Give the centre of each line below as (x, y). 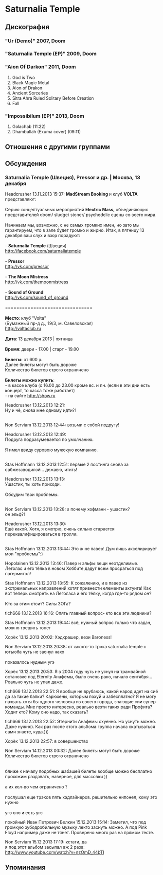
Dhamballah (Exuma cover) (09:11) (46, 132)
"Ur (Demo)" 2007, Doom (35, 41)
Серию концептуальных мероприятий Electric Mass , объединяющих (77, 210)
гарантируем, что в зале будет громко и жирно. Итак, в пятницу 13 (75, 230)
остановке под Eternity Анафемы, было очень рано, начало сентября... (79, 677)
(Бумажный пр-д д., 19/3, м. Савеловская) (49, 323)
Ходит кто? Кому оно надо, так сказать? (47, 712)
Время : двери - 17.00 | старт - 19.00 (42, 349)
